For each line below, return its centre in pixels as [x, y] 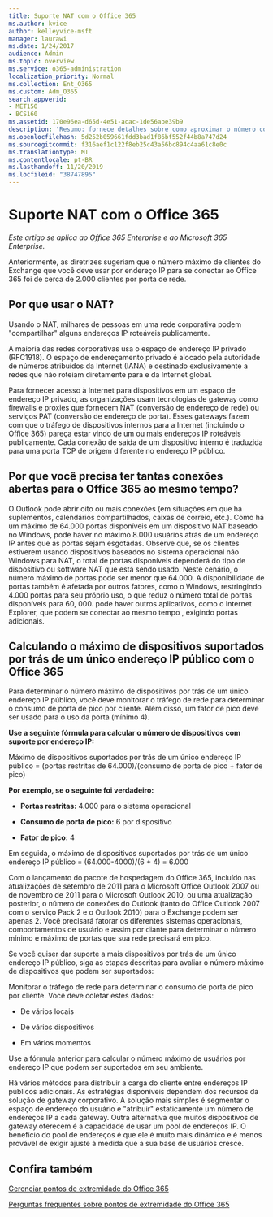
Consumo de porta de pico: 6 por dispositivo [96, 822]
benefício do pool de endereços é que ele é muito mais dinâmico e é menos [135, 1135]
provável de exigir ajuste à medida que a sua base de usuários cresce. [126, 1144]
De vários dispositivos [57, 1027]
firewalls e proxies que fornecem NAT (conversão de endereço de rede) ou [134, 407]
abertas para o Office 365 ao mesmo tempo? [124, 489]
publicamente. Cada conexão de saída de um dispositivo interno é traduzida [136, 442]
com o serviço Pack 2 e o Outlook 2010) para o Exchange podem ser [123, 912]
